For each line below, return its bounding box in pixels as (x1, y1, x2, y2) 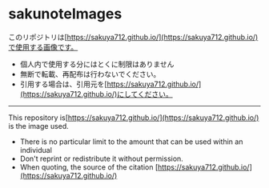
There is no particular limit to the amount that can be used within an (19, 137, 243, 146)
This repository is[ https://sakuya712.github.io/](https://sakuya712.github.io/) (8, 113, 259, 122)
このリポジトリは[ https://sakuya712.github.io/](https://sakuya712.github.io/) (8, 32, 259, 42)
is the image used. (8, 121, 70, 130)
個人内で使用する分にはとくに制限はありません (19, 59, 175, 69)
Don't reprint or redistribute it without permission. (19, 154, 184, 163)
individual (19, 145, 52, 154)
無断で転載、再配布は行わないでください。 (19, 69, 161, 78)
